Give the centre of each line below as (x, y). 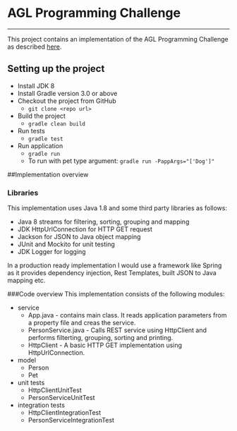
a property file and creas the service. (82, 323)
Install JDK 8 (36, 85)
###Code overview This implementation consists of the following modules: (116, 294)
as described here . (35, 47)
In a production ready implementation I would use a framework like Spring (115, 265)
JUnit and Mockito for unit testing (66, 244)
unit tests (31, 383)
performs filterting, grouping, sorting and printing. (101, 338)
